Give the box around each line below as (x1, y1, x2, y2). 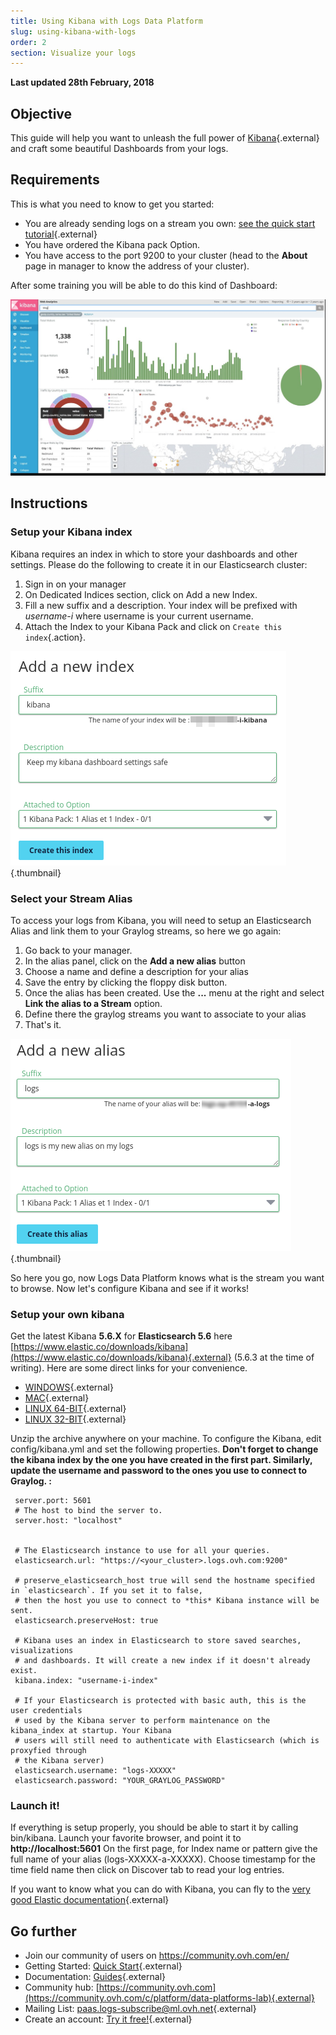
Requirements (10, 171, 100, 189)
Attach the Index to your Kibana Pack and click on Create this (24, 620, 283, 632)
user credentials (10, 1706, 83, 1716)
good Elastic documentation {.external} (10, 1894, 170, 1906)
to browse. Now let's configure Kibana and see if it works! (10, 1282, 250, 1294)
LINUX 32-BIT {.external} (24, 1413, 127, 1425)
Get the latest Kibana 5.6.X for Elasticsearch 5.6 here (10, 1330, 233, 1342)
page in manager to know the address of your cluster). (24, 260, 250, 272)
